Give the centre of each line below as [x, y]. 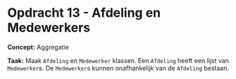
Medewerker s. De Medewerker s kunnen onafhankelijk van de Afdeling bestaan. [118, 68]
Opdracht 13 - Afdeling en [84, 13]
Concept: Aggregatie [38, 47]
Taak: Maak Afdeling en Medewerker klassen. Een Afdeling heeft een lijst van [118, 60]
